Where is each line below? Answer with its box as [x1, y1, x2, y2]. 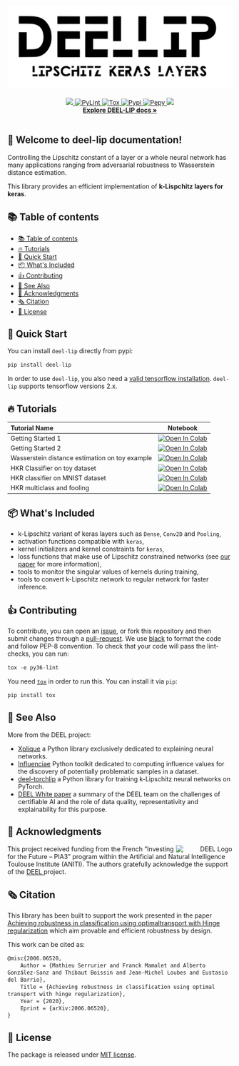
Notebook [167, 423, 198, 432]
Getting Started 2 [10, 444, 61, 452]
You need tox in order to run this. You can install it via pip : [7, 677, 178, 686]
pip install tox [7, 692, 56, 699]
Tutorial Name [10, 423, 54, 432]
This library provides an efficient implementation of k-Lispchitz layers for [7, 182, 223, 191]
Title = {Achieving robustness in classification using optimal [20, 983, 215, 991]
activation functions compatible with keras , [17, 537, 145, 546]
